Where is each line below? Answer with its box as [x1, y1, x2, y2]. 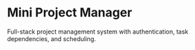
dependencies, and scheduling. [7, 34, 96, 42]
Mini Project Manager [7, 5, 133, 21]
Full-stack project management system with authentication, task [7, 27, 189, 36]
